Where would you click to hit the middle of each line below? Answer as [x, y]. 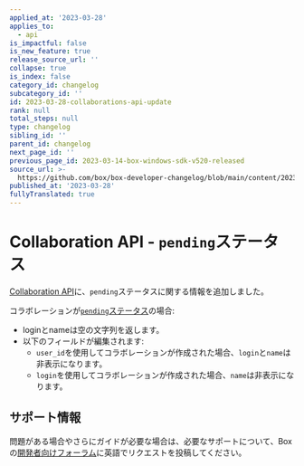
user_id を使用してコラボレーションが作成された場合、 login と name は [163, 352]
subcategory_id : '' [46, 93]
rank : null [30, 110]
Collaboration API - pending [113, 242]
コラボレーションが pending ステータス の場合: [92, 310]
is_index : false [40, 77]
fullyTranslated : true [52, 195]
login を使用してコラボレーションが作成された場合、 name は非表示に [161, 375]
